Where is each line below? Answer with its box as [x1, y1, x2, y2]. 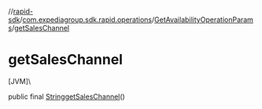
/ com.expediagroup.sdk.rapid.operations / [19, 15, 155, 24]
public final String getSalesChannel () [8, 92, 126, 101]
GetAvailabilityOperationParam [154, 15, 254, 24]
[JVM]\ [8, 76, 31, 85]
